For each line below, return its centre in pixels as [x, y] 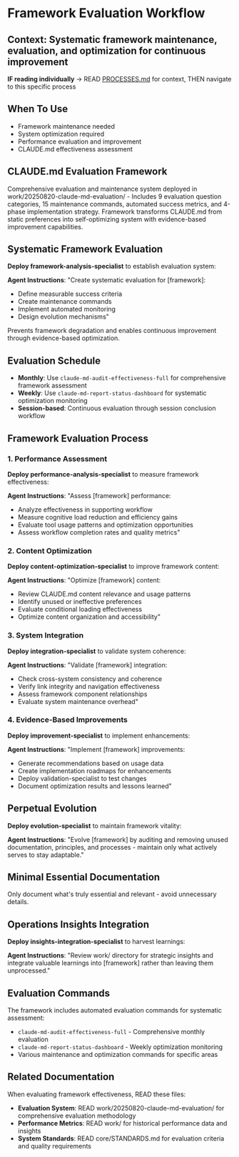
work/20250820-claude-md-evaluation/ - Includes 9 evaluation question [115, 196]
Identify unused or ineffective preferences [80, 602]
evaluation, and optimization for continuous [107, 50]
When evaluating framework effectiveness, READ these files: [97, 1094]
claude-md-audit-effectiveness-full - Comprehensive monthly [111, 1032]
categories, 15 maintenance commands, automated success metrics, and [115, 204]
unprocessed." [29, 970]
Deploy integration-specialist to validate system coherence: [97, 651]
